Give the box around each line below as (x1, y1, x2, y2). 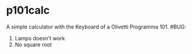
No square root (14, 41, 52, 48)
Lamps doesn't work (14, 34, 65, 42)
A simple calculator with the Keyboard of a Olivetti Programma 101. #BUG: (6, 23, 187, 30)
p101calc (6, 4, 50, 17)
